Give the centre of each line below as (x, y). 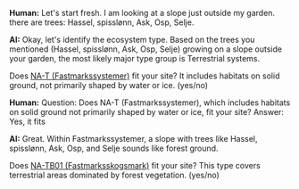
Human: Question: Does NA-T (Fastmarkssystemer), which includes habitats (150, 103)
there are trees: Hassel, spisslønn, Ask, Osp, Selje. (102, 22)
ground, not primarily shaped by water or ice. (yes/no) (108, 85)
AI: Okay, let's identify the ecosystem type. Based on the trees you (132, 40)
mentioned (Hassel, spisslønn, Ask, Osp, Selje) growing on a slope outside (146, 49)
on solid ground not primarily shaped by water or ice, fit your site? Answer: (146, 112)
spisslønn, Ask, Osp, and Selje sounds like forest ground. (114, 148)
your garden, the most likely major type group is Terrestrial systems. (135, 58)
